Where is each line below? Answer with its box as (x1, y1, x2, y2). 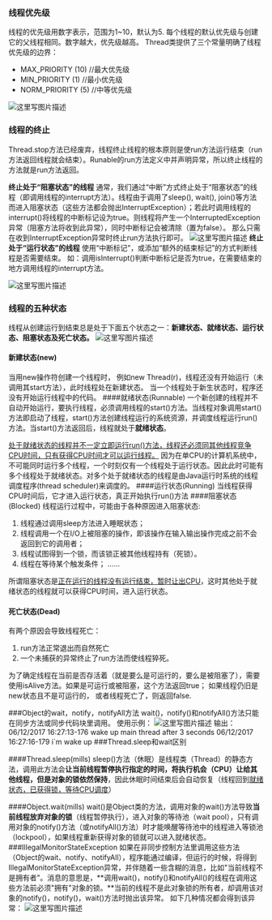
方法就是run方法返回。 (8, 165, 83, 174)
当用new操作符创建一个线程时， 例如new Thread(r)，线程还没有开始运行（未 (8, 372, 264, 382)
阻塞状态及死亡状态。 (22, 333, 94, 342)
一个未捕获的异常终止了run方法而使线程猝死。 (19, 653, 174, 663)
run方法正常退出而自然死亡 (19, 643, 110, 653)
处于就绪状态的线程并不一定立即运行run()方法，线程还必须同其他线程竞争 (8, 441, 253, 450)
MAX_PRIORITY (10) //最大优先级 (19, 65, 130, 75)
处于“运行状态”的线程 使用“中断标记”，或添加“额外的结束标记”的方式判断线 (8, 243, 257, 252)
